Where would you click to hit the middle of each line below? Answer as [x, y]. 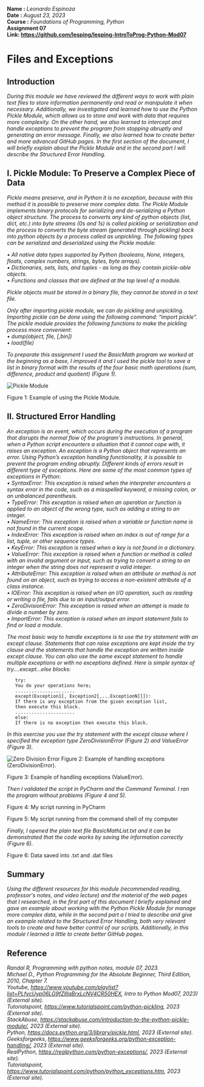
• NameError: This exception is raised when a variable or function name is [100, 522]
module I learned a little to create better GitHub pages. [75, 934]
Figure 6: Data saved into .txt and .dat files [60, 855]
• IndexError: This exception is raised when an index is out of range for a [98, 534]
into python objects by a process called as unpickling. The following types [100, 236]
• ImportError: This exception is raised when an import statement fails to [98, 618]
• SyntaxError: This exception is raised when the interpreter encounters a [99, 483]
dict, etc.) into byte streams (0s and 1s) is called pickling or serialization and [102, 223]
